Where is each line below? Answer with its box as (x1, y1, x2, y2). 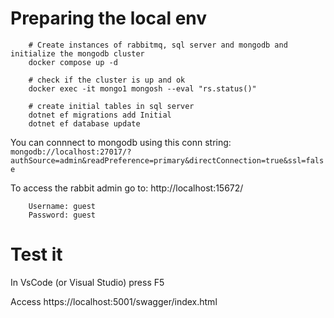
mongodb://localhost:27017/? (10, 147, 132, 157)
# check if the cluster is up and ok (28, 75, 186, 85)
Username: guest (28, 201, 97, 211)
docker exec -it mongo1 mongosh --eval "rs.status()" (28, 83, 257, 94)
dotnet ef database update (28, 118, 141, 129)
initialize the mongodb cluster (10, 48, 145, 59)
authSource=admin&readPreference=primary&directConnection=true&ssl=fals (10, 155, 325, 166)
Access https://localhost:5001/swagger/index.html (10, 295, 218, 307)
